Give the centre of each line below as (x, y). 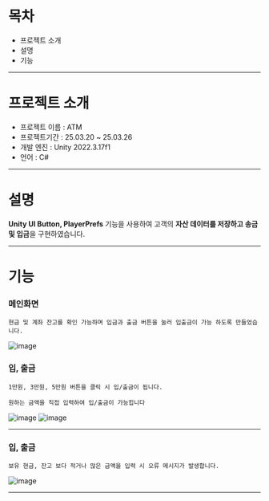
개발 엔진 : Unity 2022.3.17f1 (65, 147)
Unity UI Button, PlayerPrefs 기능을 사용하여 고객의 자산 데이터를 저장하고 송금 (133, 224)
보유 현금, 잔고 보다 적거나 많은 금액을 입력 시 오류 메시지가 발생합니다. (114, 466)
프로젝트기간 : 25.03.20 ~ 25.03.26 (76, 136)
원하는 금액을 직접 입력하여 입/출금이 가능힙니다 (77, 402)
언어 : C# (34, 157)
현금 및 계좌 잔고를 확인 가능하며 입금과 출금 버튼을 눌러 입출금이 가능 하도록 (120, 323)
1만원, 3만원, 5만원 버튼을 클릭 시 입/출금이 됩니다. (86, 387)
